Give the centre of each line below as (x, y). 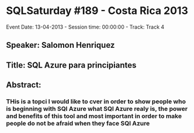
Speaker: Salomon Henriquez (60, 45)
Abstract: (24, 85)
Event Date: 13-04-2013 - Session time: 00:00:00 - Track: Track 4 (85, 27)
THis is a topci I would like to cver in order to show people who (96, 101)
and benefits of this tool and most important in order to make (94, 116)
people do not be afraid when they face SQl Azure (78, 124)
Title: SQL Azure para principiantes (71, 65)
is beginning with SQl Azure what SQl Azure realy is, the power (97, 109)
